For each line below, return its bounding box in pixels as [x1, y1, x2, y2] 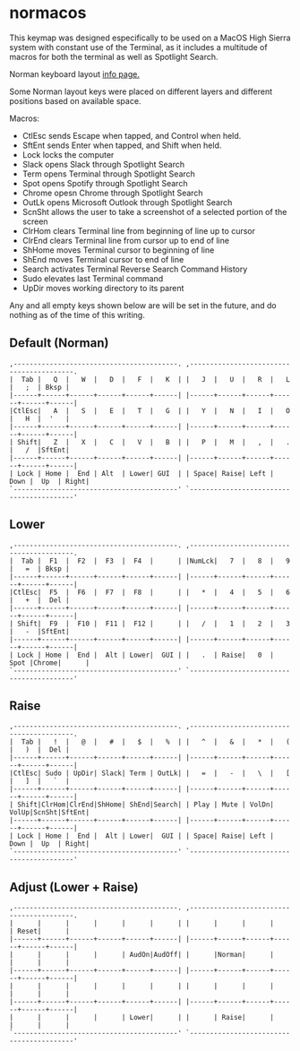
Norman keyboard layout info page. [9, 68, 141, 79]
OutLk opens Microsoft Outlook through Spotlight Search [21, 196, 233, 208]
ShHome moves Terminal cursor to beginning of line [21, 245, 215, 255]
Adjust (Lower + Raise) [9, 879, 139, 894]
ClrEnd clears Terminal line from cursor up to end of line [21, 235, 230, 246]
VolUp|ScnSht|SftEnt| [9, 808, 90, 817]
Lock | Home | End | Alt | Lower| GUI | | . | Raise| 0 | [17, 650, 275, 659]
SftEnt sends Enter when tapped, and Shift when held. [21, 140, 222, 151]
